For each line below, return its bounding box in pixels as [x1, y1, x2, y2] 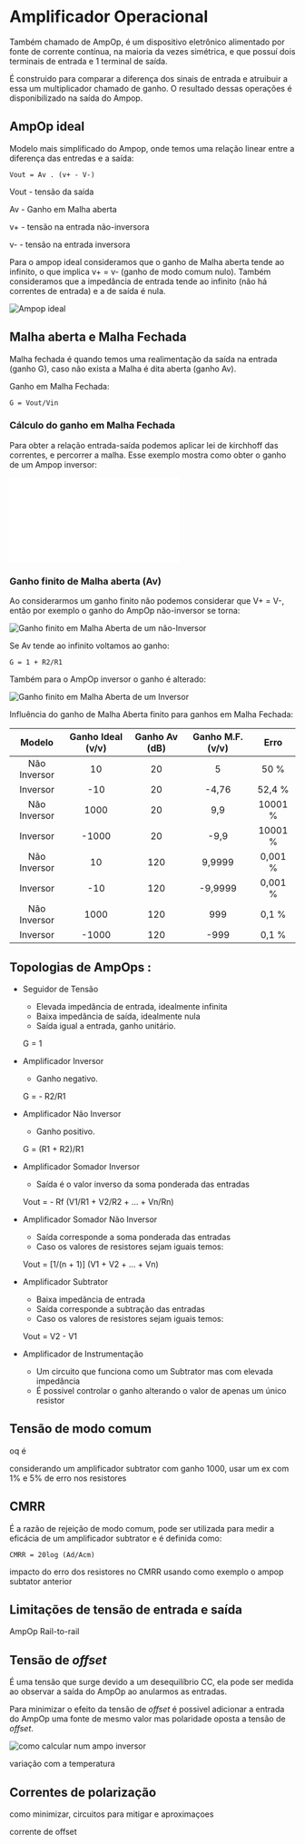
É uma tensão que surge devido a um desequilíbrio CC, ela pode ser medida [9, 1677, 294, 1688]
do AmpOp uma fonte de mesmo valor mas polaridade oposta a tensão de [9, 1713, 286, 1724]
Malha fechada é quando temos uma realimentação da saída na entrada [9, 353, 278, 364]
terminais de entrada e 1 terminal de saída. [9, 55, 168, 66]
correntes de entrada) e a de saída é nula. [9, 285, 166, 296]
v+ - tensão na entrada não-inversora [9, 221, 150, 232]
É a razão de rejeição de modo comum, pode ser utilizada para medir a [9, 1523, 275, 1533]
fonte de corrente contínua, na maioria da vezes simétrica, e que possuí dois [9, 45, 296, 56]
